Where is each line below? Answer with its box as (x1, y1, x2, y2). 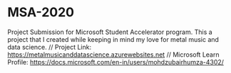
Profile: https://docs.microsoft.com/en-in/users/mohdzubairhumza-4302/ (7, 57, 225, 66)
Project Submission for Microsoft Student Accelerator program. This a (7, 28, 212, 36)
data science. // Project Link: (7, 43, 91, 51)
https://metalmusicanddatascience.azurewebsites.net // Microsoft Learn (7, 50, 220, 59)
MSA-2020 (7, 4, 75, 21)
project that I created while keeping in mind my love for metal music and (7, 35, 220, 43)
